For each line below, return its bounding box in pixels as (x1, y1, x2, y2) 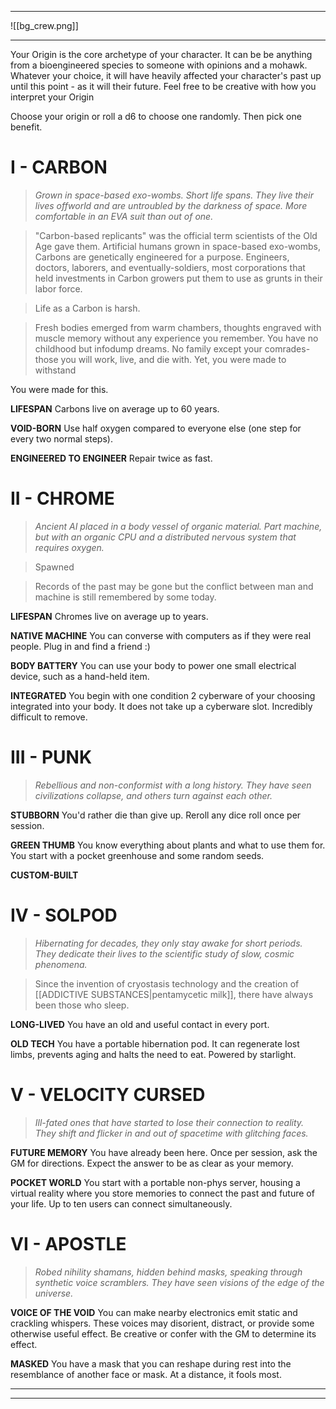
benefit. (10, 121, 43, 133)
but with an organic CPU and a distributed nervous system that (34, 531, 297, 543)
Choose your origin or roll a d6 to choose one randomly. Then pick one (10, 111, 302, 122)
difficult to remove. (10, 711, 88, 723)
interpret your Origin (10, 91, 95, 103)
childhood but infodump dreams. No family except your (34, 342, 263, 355)
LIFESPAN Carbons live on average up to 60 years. (10, 402, 220, 415)
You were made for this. (10, 383, 109, 395)
